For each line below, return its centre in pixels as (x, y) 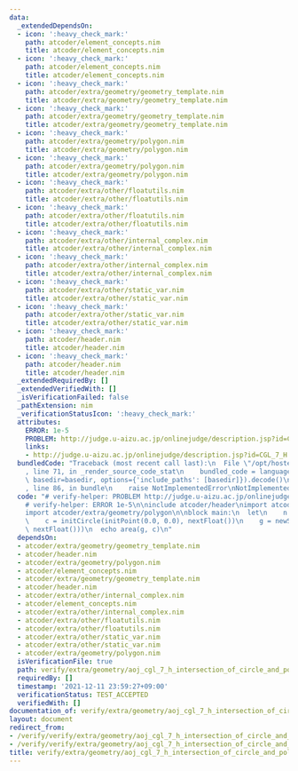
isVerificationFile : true (65, 662)
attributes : (39, 422)
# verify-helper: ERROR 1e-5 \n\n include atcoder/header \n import (146, 505)
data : (19, 17)
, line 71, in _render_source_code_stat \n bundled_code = (140, 472)
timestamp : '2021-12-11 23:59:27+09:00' (93, 686)
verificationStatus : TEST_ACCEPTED (83, 695)
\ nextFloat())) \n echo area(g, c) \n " (99, 529)
